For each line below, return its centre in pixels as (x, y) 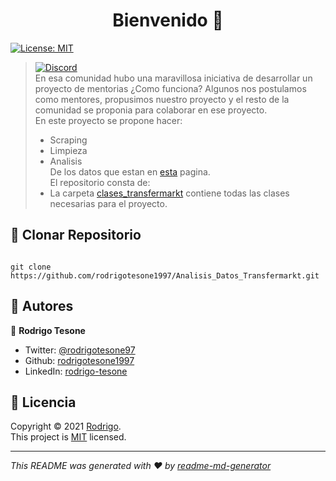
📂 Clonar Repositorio (76, 235)
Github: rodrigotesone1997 (79, 360)
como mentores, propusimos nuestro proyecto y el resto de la (162, 99)
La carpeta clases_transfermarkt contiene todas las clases (169, 193)
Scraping (68, 140)
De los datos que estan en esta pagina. (130, 171)
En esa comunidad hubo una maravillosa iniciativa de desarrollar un (173, 78)
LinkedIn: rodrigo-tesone (76, 371)
